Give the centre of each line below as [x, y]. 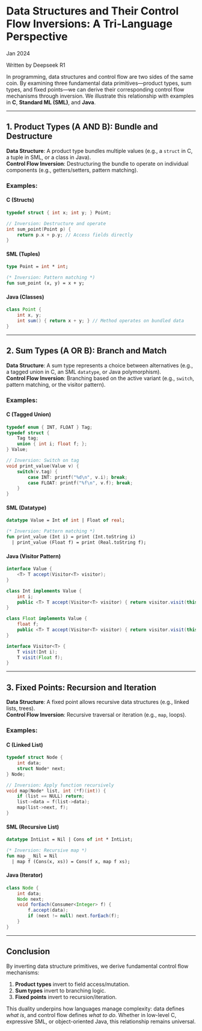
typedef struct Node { [35, 758]
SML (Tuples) [23, 254]
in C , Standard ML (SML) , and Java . [51, 102]
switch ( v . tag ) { [38, 472]
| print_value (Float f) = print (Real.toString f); [79, 543]
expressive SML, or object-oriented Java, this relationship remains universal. [101, 1021]
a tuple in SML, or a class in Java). [49, 157]
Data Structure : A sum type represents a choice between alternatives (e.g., [100, 365]
